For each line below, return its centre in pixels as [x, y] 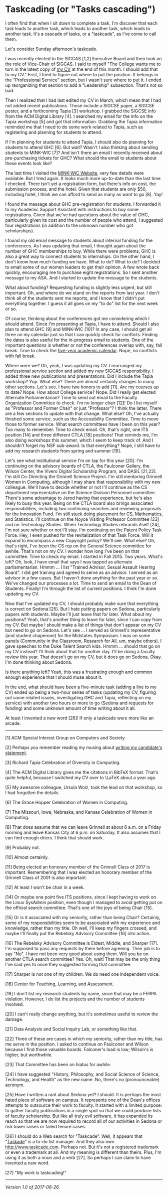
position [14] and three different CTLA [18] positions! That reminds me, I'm [81, 434]
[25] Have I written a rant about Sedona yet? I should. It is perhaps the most [83, 1094]
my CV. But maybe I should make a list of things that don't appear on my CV [83, 625]
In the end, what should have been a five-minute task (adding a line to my [81, 687]
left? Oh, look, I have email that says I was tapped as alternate [69, 562]
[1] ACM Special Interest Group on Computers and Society [65, 737]
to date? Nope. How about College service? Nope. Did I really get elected [80, 392]
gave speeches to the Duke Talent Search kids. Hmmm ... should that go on [83, 646]
